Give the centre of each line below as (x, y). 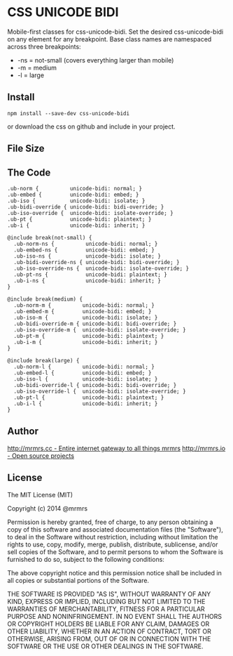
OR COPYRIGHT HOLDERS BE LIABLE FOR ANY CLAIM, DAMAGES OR (108, 624)
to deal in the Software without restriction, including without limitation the (113, 537)
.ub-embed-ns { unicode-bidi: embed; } (84, 250)
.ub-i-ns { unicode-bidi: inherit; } (87, 281)
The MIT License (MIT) (40, 494)
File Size (26, 149)
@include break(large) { (43, 360)
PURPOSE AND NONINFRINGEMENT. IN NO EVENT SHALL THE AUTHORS (115, 616)
